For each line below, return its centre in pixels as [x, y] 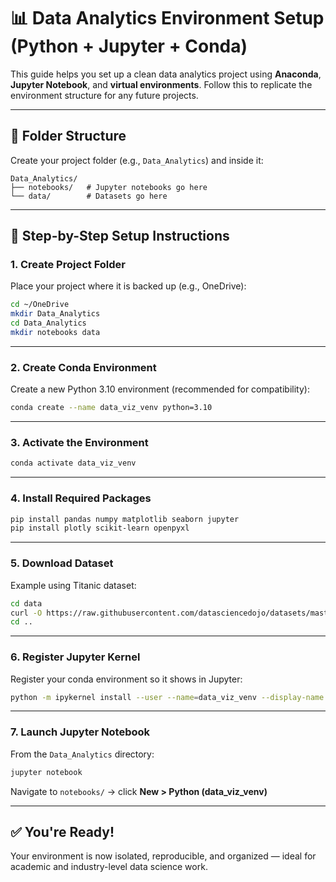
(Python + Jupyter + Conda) [129, 46]
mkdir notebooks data [55, 333]
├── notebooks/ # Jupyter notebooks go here [109, 187]
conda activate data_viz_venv [73, 463]
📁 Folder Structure [68, 136]
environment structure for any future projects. [104, 95]
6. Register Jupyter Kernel [75, 657]
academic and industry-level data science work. [109, 867]
